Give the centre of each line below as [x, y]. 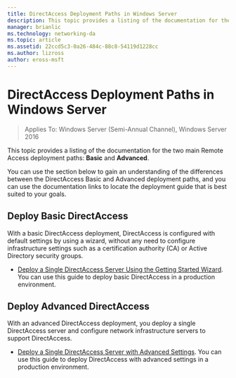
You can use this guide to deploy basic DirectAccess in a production [116, 276]
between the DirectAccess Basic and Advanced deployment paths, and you [117, 179]
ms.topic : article [34, 40]
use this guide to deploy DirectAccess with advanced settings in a [113, 360]
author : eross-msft [36, 60]
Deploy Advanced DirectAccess [78, 306]
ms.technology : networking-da [52, 33]
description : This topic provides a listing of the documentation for [113, 20]
